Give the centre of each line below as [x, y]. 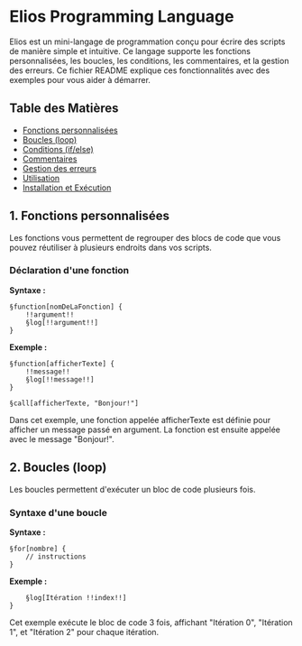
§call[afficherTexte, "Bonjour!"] [74, 403]
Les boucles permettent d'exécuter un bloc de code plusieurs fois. [133, 489]
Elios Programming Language [122, 17]
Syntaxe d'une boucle [59, 512]
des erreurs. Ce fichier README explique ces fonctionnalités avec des [140, 70]
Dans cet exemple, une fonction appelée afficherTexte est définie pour [140, 420]
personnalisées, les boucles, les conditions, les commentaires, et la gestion [149, 60]
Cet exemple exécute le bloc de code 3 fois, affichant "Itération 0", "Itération [151, 622]
